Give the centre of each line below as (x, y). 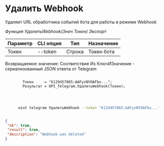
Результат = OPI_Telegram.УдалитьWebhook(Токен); (74, 86)
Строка (75, 52)
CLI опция (50, 43)
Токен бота (102, 52)
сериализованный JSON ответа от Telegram (51, 69)
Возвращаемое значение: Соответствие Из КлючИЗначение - (70, 63)
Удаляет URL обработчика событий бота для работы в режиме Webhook (81, 22)
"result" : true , (24, 130)
